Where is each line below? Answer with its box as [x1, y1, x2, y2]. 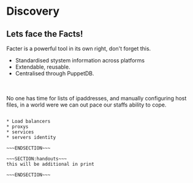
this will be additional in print [6, 161, 95, 167]
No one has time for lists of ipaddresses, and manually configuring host [6, 95, 187, 102]
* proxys [6, 124, 29, 130]
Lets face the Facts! [6, 29, 83, 39]
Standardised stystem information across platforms [15, 57, 145, 64]
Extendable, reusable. [15, 63, 70, 70]
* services [6, 129, 34, 135]
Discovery [6, 4, 60, 18]
